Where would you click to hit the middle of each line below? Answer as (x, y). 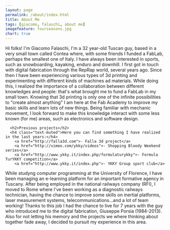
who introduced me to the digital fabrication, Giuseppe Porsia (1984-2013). (83, 211)
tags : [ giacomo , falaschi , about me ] (45, 24)
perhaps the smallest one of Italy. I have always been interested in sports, (82, 59)
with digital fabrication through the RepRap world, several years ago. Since (83, 70)
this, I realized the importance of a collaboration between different (75, 86)
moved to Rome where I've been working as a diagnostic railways (74, 189)
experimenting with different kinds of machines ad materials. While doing (82, 81)
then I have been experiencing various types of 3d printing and (71, 75)
